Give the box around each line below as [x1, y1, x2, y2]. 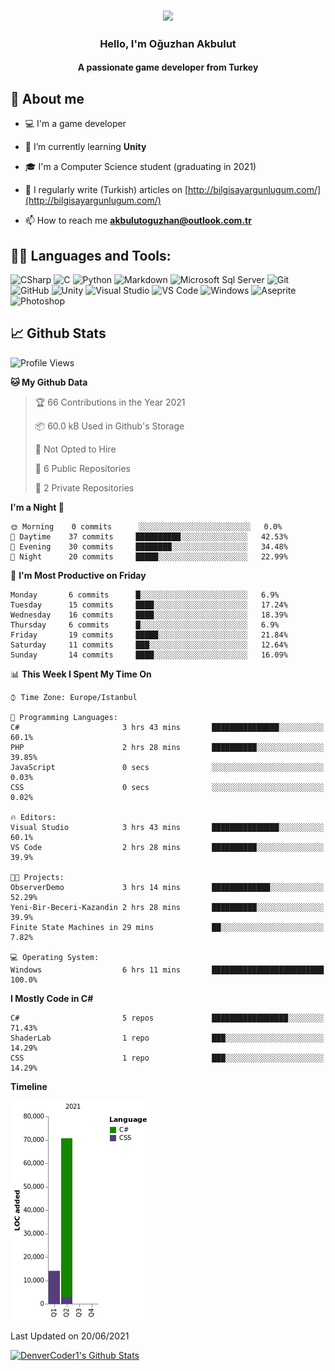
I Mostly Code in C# [10, 992, 94, 1004]
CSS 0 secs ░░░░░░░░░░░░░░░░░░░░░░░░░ [10, 782, 325, 792]
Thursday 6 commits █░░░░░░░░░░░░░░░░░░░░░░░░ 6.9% [10, 620, 280, 630]
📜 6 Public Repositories [34, 462, 131, 474]
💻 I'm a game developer [24, 118, 127, 130]
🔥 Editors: [10, 812, 57, 822]
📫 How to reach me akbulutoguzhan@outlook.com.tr [24, 215, 252, 227]
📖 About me [10, 90, 85, 107]
